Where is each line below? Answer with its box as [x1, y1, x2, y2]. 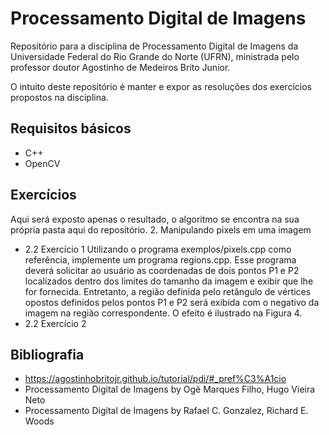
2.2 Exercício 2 [24, 317, 87, 329]
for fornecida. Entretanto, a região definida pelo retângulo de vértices [24, 285, 312, 297]
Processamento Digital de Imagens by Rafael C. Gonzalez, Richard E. [24, 405, 309, 417]
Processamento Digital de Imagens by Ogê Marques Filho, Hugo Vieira [24, 383, 316, 396]
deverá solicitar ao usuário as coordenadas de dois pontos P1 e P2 [24, 264, 300, 276]
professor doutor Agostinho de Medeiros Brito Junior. [10, 61, 231, 73]
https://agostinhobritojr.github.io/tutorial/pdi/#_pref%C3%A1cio [24, 373, 287, 385]
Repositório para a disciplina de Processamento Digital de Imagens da [10, 40, 299, 52]
